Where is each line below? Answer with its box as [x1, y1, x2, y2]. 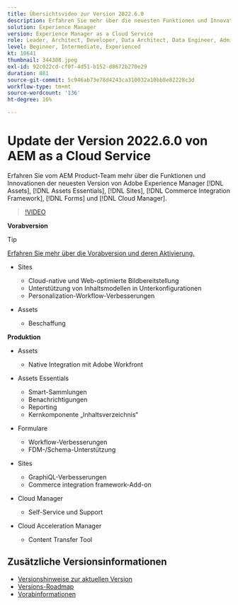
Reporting [28, 402, 57, 411]
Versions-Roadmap [17, 582, 74, 591]
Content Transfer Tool [28, 535, 93, 543]
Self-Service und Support [28, 508, 103, 516]
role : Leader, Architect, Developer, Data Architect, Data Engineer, [7, 37, 217, 44]
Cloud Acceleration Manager [17, 521, 102, 530]
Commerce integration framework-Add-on [28, 480, 152, 489]
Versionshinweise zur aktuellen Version [17, 575, 132, 583]
